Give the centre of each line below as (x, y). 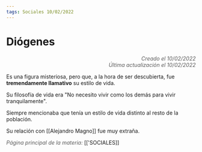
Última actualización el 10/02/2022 (152, 65)
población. (19, 119)
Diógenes (31, 41)
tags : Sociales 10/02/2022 (40, 12)
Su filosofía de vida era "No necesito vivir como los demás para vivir (91, 95)
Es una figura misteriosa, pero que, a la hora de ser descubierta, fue (91, 77)
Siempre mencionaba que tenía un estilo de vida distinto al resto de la (92, 113)
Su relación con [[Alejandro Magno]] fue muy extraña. (73, 131)
